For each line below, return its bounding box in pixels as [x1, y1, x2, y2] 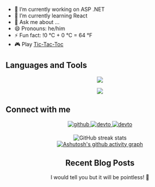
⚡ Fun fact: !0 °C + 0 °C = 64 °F [14, 32, 93, 38]
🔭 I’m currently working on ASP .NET [14, 6, 105, 13]
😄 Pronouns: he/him [14, 25, 65, 32]
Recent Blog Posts [65, 158, 135, 168]
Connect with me [5, 105, 71, 115]
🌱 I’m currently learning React [14, 12, 88, 19]
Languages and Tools [5, 60, 87, 70]
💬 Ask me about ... [14, 19, 60, 25]
